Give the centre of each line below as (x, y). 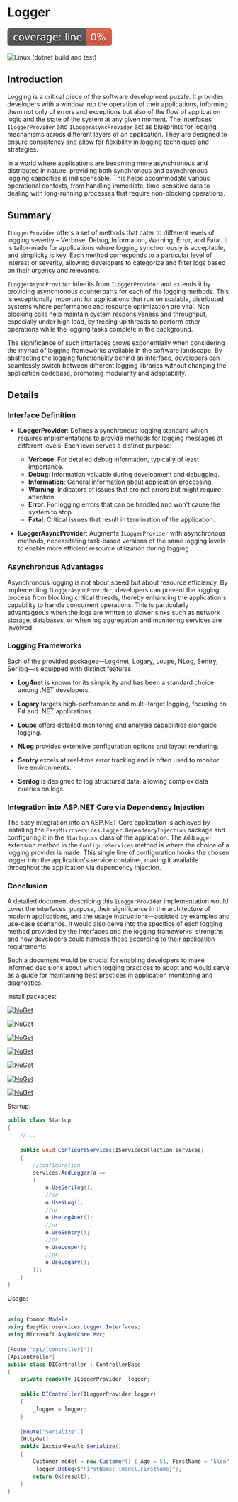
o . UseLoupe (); (66, 1248)
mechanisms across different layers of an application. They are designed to (118, 134)
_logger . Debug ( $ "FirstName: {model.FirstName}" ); (107, 1469)
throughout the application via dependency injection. (84, 868)
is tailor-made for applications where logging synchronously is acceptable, (116, 247)
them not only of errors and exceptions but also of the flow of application (114, 111)
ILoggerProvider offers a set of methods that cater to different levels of (111, 232)
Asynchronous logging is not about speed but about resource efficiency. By (118, 582)
